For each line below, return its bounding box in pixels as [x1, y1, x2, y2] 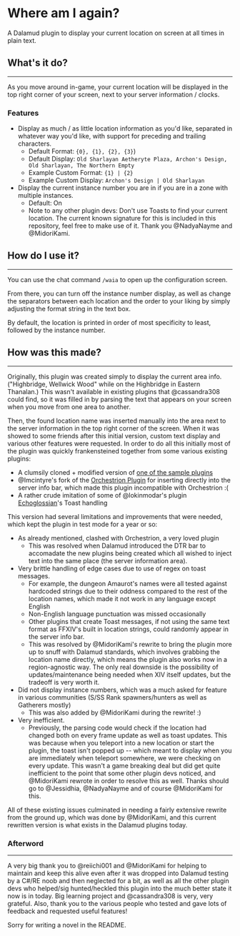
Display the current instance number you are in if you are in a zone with [17, 183, 229, 192]
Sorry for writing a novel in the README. [7, 920, 126, 929]
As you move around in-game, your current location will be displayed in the [7, 82, 229, 91]
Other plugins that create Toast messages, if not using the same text [28, 617, 230, 625]
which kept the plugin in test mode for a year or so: [7, 520, 158, 528]
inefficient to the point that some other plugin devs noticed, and [28, 769, 216, 778]
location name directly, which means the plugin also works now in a [28, 655, 227, 663]
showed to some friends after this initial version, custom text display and [7, 431, 221, 440]
